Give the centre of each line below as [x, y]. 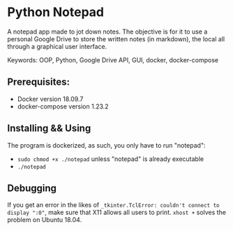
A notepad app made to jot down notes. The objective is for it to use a [107, 31]
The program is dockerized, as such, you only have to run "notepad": [106, 145]
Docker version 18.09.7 [50, 99]
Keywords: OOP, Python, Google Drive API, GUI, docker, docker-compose [113, 59]
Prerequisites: [38, 82]
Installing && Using [49, 128]
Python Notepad [56, 12]
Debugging [32, 188]
